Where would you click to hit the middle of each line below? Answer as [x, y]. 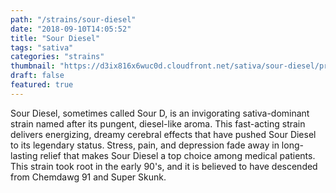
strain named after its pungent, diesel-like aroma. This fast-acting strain [158, 123]
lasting [24, 155]
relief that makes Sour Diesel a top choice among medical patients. [177, 155]
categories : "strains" [57, 57]
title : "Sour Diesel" [55, 38]
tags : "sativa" [42, 47]
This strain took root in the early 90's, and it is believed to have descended [164, 166]
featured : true [42, 85]
